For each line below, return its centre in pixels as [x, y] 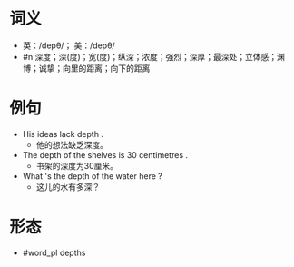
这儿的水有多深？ [68, 186]
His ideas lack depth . [63, 133]
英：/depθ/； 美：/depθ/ [69, 45]
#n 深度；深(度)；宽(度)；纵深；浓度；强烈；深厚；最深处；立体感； [150, 56]
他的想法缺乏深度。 [72, 144]
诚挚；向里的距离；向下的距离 [94, 68]
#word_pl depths [54, 252]
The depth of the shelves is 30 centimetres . [105, 154]
